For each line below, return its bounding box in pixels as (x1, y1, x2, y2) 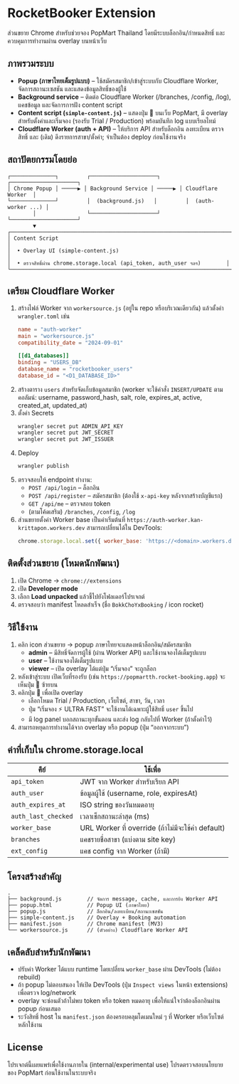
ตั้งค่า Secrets (17, 408, 55, 417)
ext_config (11, 847, 48, 855)
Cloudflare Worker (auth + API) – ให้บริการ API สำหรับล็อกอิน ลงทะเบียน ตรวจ (17, 124, 224, 133)
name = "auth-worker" (17, 326, 83, 334)
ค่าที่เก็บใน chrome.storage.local (7, 743, 144, 755)
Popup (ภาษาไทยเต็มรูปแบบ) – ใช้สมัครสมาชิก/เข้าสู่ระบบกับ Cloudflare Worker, (17, 76, 219, 85)
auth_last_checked (11, 812, 73, 821)
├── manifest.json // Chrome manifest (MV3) (7, 920, 164, 928)
